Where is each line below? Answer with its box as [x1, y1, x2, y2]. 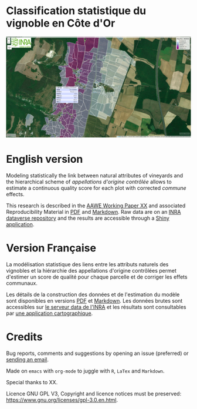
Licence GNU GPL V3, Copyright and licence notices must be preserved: [6, 390, 182, 397]
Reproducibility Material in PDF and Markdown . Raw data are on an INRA [6, 209, 181, 215]
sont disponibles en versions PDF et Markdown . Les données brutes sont [6, 297, 183, 304]
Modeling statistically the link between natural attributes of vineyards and [6, 172, 184, 179]
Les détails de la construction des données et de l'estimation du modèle [6, 291, 180, 298]
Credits [6, 330, 43, 344]
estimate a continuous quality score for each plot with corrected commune [6, 185, 186, 192]
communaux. [6, 279, 38, 286]
